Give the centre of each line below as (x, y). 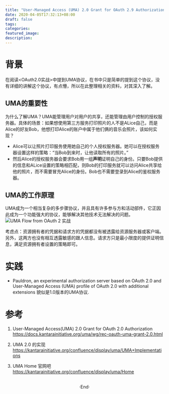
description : (19, 38)
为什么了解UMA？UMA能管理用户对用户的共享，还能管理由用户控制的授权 (82, 116)
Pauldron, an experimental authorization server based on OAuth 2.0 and (87, 281)
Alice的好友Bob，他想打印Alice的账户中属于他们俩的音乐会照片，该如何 (79, 129)
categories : (18, 29)
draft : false (19, 19)
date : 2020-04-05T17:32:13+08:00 (40, 15)
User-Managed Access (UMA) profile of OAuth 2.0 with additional (80, 286)
